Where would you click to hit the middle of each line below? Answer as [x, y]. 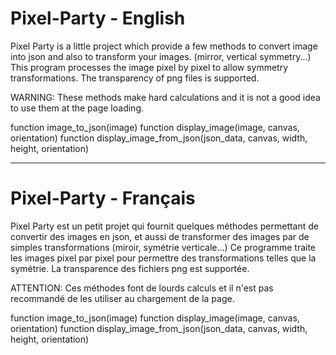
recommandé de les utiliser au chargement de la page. [122, 298]
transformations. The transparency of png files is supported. [135, 78]
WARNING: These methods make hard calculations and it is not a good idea [165, 97]
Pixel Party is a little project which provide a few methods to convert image [164, 46]
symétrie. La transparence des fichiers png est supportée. [130, 268]
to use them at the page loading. [77, 108]
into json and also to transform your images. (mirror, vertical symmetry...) [161, 56]
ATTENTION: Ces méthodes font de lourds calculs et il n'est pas [142, 288]
